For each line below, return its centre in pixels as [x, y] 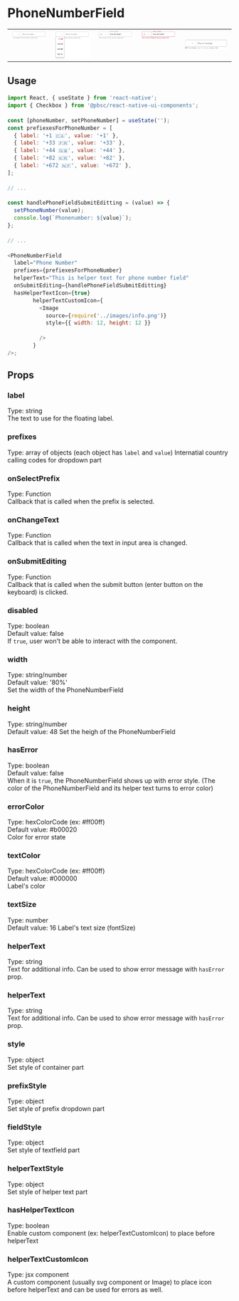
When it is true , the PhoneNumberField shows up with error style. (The [111, 780]
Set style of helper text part [47, 1191]
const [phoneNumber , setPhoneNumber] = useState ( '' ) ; [89, 120]
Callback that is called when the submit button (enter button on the [105, 584]
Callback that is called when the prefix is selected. [81, 501]
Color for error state [37, 837]
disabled [23, 610]
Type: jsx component [38, 1275]
